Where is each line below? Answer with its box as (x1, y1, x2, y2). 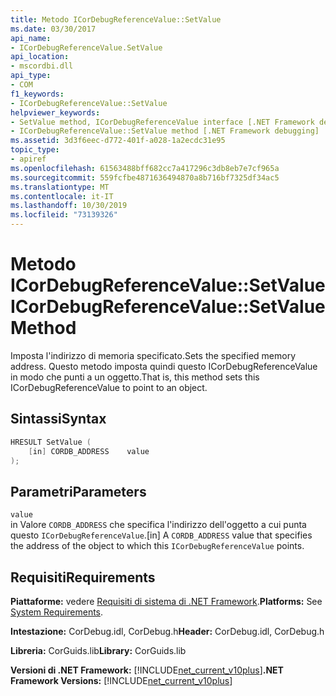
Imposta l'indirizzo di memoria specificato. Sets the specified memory (10, 349, 297, 361)
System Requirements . (10, 606, 104, 618)
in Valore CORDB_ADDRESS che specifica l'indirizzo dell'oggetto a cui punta (10, 519, 307, 531)
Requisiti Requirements (10, 569, 156, 586)
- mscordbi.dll (10, 61, 74, 71)
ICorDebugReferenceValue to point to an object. (10, 381, 208, 393)
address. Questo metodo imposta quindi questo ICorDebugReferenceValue (10, 360, 318, 372)
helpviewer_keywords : (10, 107, 101, 118)
